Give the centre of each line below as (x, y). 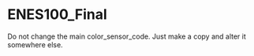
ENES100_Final (57, 15)
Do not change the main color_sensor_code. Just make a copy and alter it (127, 36)
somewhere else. (35, 44)
